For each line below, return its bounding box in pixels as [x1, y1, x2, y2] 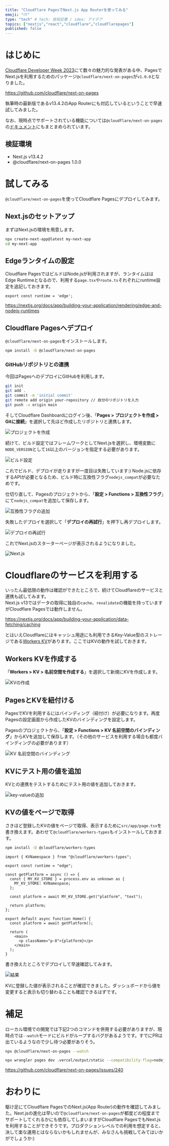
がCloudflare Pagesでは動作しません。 [5, 606, 85, 612]
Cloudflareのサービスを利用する [5, 569, 138, 581]
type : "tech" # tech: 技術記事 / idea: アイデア [5, 17, 103, 22]
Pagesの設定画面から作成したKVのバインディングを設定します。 [5, 717, 138, 723]
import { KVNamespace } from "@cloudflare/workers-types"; [5, 854, 132, 859]
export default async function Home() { [5, 916, 92, 921]
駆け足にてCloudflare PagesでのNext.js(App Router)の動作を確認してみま [5, 1104, 157, 1110]
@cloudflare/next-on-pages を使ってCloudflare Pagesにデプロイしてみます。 [5, 195, 162, 202]
